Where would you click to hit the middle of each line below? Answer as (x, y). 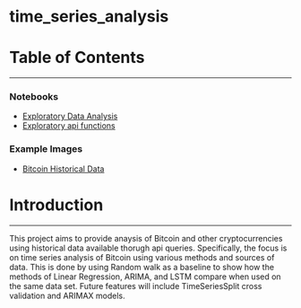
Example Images (46, 149)
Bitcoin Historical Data (63, 169)
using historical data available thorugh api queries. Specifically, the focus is (148, 248)
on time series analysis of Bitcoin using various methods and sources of (142, 257)
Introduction (56, 205)
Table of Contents (77, 58)
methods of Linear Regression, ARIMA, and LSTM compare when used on (145, 277)
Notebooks (34, 97)
